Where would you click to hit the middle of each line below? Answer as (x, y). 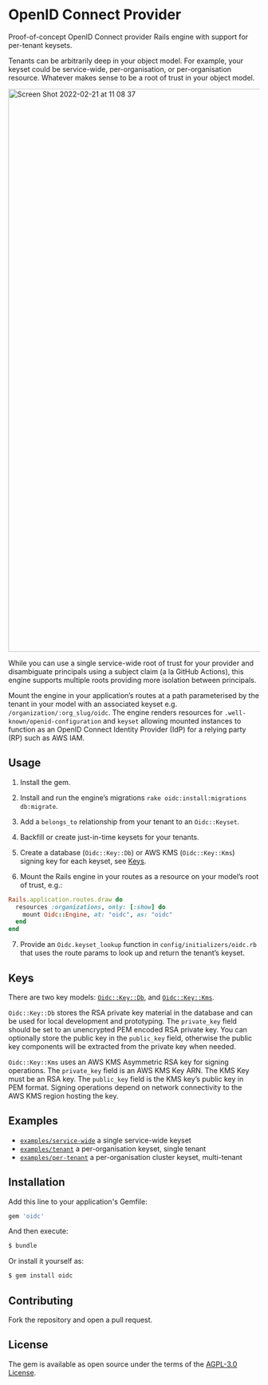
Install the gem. (45, 782)
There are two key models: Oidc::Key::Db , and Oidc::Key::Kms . (112, 997)
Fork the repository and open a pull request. (81, 1320)
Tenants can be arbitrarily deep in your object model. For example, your (126, 61)
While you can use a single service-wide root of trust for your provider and (131, 663)
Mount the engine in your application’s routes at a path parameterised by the (134, 695)
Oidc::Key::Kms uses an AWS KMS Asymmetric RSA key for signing (118, 1062)
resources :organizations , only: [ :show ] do (91, 907)
